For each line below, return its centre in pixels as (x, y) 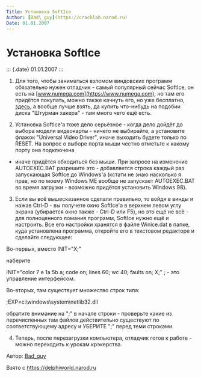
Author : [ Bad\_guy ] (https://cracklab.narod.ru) (67, 17)
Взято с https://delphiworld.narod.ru (51, 368)
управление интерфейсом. (41, 279)
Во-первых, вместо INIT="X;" (44, 249)
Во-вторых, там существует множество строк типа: (73, 290)
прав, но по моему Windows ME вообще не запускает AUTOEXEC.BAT (105, 181)
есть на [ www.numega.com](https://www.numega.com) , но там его (100, 94)
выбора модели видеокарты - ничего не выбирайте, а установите (100, 131)
